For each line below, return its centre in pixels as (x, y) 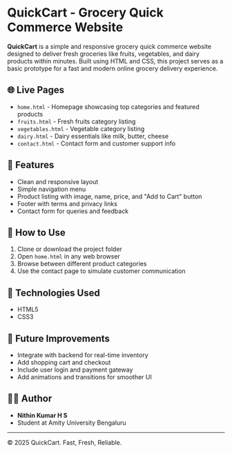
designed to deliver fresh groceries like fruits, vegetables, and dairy (104, 54)
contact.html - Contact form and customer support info (96, 143)
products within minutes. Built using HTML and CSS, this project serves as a (115, 61)
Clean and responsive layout (58, 181)
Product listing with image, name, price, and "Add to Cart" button (109, 196)
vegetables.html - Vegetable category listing (81, 128)
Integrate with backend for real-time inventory (83, 355)
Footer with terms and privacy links (67, 203)
